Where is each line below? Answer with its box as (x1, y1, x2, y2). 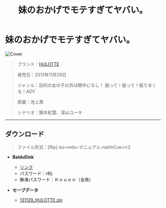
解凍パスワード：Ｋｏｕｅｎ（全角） (19, 176, 94, 182)
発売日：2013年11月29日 (17, 71, 67, 77)
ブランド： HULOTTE (17, 61, 59, 67)
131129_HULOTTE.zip (19, 197, 63, 203)
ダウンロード (5, 130, 44, 139)
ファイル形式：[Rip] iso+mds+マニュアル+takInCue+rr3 (17, 144, 131, 150)
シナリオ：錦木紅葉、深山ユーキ (17, 109, 83, 115)
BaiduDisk (12, 154, 34, 160)
